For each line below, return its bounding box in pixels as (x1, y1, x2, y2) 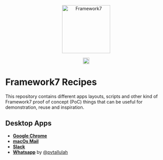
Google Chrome (12, 132, 47, 138)
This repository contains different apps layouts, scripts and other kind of (5, 93, 158, 99)
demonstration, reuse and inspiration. (5, 104, 85, 110)
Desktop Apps (5, 119, 52, 128)
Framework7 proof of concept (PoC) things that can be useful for (5, 98, 142, 105)
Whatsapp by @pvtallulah (12, 149, 68, 155)
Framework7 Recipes (5, 76, 97, 88)
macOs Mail (12, 138, 39, 144)
